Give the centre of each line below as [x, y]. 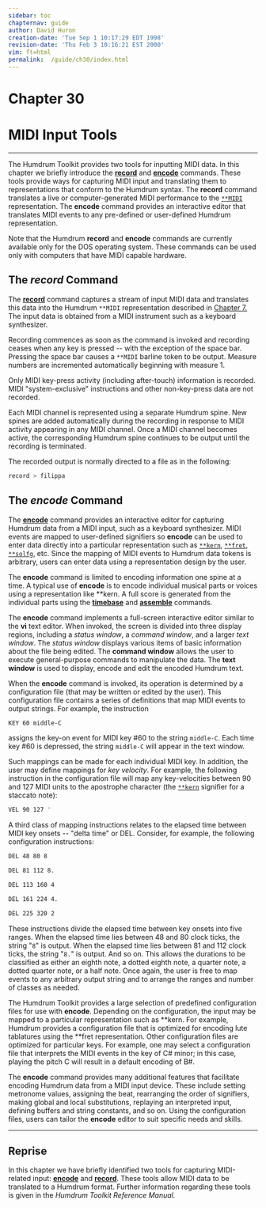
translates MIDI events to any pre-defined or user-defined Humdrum [120, 215]
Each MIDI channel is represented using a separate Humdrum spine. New [127, 412]
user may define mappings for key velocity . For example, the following [123, 770]
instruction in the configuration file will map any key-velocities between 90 [130, 778]
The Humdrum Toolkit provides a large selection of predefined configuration [133, 1002]
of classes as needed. [44, 987]
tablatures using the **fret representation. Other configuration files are [123, 1036]
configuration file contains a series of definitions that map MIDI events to [127, 700]
